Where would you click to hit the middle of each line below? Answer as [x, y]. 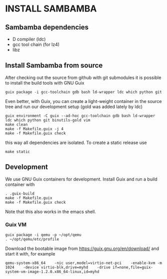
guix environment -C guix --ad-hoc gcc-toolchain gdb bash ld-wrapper [80, 115]
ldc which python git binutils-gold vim [48, 120]
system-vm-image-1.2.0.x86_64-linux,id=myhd [52, 271]
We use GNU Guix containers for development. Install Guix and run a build [81, 179]
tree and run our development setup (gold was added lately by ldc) [74, 106]
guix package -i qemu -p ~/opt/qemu [43, 235]
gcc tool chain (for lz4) [36, 44]
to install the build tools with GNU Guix [45, 82]
